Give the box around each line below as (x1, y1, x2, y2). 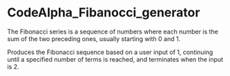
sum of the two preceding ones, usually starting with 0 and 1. (7, 34, 181, 42)
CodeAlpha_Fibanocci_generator (7, 5, 200, 21)
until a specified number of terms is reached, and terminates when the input (7, 55, 223, 63)
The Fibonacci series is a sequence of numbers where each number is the (7, 27, 219, 36)
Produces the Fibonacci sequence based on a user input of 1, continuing (7, 48, 213, 56)
